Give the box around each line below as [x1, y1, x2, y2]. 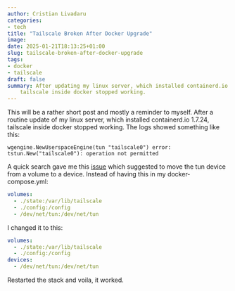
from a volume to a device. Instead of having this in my [7, 170, 167, 179]
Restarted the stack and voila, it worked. [7, 276, 125, 284]
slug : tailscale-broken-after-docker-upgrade [7, 50, 143, 57]
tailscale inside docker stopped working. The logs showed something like [7, 123, 220, 131]
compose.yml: [7, 177, 49, 186]
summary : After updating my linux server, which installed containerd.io [7, 82, 229, 89]
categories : [7, 17, 42, 24]
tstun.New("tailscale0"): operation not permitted [7, 150, 159, 157]
